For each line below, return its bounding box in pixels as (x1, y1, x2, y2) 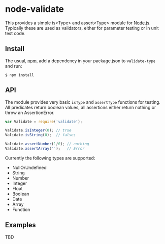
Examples (5, 221, 36, 229)
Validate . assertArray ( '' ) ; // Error (5, 146, 85, 151)
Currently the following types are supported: (5, 155, 95, 161)
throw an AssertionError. (5, 110, 55, 116)
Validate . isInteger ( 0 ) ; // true (5, 128, 71, 133)
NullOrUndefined (12, 164, 47, 170)
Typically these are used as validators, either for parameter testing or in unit (5, 25, 159, 31)
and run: (5, 63, 22, 69)
